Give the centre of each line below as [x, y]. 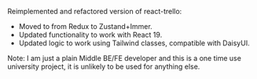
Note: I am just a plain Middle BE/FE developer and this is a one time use [124, 58]
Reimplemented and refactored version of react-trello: [95, 11]
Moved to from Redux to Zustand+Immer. [85, 26]
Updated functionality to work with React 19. [90, 35]
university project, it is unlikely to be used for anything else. [104, 66]
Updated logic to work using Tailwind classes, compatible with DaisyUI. [134, 43]
